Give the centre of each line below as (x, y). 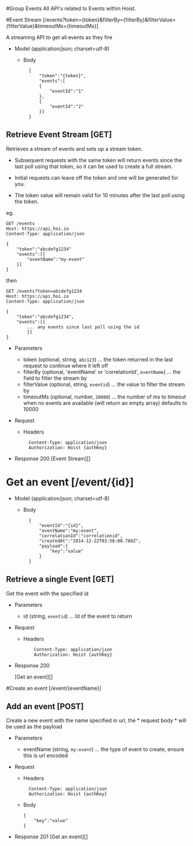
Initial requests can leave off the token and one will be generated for (96, 177)
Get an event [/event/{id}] (70, 482)
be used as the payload (34, 727)
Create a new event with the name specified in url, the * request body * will (96, 721)
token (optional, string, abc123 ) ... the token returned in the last (98, 359)
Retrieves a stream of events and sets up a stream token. (74, 149)
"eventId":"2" (66, 106)
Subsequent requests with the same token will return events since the (98, 160)
